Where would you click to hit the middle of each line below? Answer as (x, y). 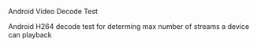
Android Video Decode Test (53, 11)
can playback (30, 35)
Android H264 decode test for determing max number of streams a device (129, 26)
